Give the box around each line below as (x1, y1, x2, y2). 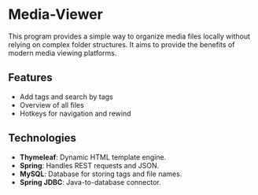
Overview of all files (19, 100, 84, 109)
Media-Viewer (8, 6, 104, 24)
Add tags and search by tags (19, 92, 113, 101)
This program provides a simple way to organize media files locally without (8, 31, 250, 41)
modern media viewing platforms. (8, 48, 117, 57)
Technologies (8, 131, 77, 145)
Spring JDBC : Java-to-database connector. (19, 177, 161, 186)
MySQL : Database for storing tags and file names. (19, 169, 182, 178)
